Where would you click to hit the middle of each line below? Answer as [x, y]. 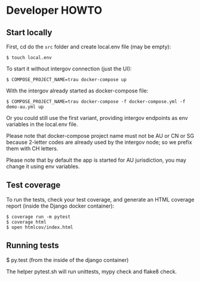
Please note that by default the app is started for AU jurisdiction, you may [96, 160]
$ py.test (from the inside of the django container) [67, 260]
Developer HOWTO [54, 10]
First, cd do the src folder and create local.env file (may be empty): [89, 47]
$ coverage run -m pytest [38, 217]
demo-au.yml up [25, 107]
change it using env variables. [43, 166]
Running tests [33, 246]
